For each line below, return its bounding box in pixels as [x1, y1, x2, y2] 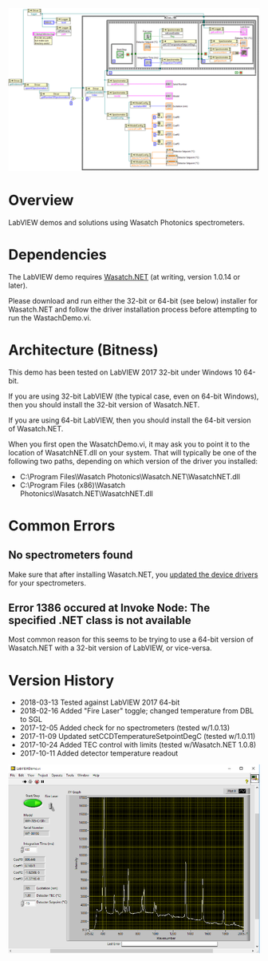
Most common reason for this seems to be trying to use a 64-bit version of [8, 635, 254, 645]
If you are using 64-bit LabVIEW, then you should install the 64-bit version [8, 415, 251, 425]
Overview [8, 192, 74, 209]
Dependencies [8, 245, 107, 264]
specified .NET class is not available [8, 614, 191, 627]
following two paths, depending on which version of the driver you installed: [8, 456, 258, 466]
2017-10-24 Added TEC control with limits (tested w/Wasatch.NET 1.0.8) [19, 740, 257, 750]
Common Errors [8, 516, 116, 534]
